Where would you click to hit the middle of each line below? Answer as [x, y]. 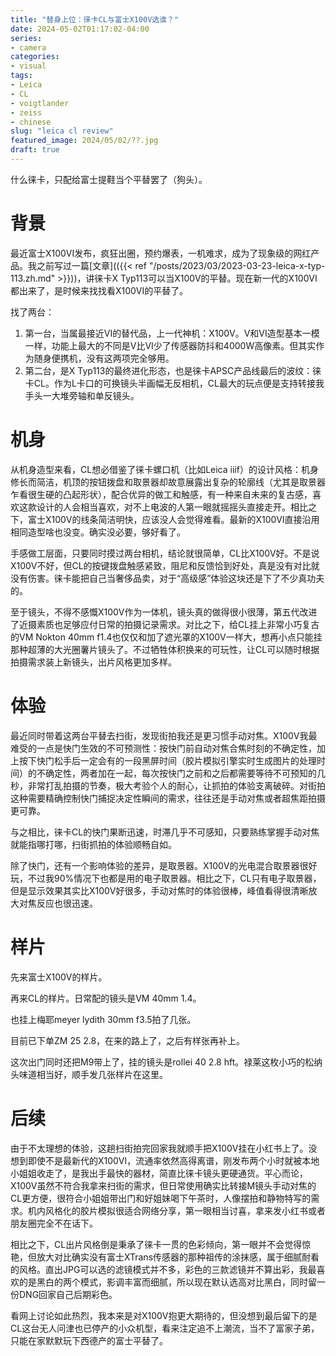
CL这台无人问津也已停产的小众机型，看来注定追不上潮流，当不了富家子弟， [165, 1328]
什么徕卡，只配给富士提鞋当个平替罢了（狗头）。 [109, 179]
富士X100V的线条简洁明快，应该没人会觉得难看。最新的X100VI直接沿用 [173, 519]
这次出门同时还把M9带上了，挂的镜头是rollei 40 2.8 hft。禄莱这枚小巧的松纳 [166, 1062]
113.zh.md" [33, 278]
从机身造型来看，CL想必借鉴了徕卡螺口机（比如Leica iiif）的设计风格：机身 [164, 469]
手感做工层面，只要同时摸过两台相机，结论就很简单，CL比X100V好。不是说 [165, 553]
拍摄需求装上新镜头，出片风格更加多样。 [93, 662]
